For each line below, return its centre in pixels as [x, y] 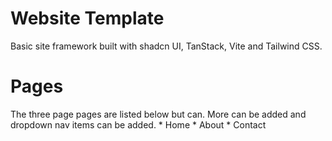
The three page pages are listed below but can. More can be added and [158, 114]
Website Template [87, 18]
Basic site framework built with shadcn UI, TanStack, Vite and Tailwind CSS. [166, 46]
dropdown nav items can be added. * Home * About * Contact [138, 124]
